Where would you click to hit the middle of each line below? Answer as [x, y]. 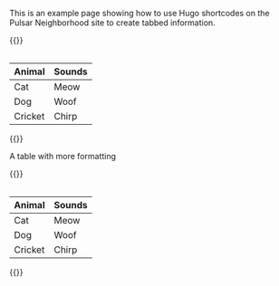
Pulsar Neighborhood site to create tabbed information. [112, 23]
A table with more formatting [63, 156]
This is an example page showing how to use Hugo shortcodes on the [139, 13]
